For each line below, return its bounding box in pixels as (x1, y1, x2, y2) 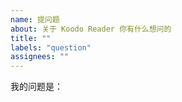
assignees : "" (10, 52, 70, 62)
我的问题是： (10, 81, 63, 93)
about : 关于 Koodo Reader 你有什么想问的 (10, 24, 172, 34)
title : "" (10, 33, 52, 43)
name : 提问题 (10, 14, 60, 25)
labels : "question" (10, 42, 92, 53)
